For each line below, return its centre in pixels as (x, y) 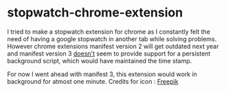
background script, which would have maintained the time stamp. (100, 60)
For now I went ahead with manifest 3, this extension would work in (102, 74)
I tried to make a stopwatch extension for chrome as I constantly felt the (109, 32)
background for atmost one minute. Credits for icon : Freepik (93, 81)
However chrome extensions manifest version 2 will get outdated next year (113, 46)
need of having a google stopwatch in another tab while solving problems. (112, 38)
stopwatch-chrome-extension (95, 13)
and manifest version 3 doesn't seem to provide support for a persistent (109, 54)
